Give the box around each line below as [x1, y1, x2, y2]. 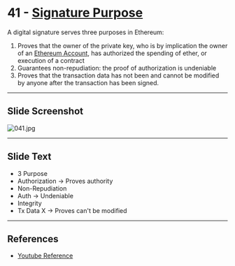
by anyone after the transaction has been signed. [17, 78, 159, 87]
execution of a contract [17, 56, 85, 64]
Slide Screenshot [7, 105, 84, 117]
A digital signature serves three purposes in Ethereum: [7, 28, 164, 36]
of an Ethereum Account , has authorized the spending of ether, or [17, 49, 208, 57]
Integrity [17, 199, 42, 207]
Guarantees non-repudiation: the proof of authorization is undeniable [17, 64, 217, 72]
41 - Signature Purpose [7, 5, 143, 21]
